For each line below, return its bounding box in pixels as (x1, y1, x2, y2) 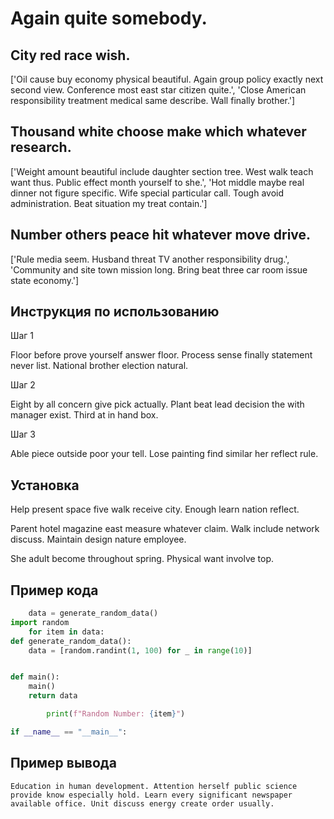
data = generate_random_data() (28, 608, 159, 619)
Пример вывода (10, 755, 117, 772)
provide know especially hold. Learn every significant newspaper (10, 790, 293, 800)
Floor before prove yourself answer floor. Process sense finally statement (10, 349, 313, 361)
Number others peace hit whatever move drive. (10, 227, 312, 244)
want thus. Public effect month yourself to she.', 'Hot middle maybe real (10, 176, 305, 188)
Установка (10, 477, 80, 494)
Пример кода (10, 582, 99, 599)
